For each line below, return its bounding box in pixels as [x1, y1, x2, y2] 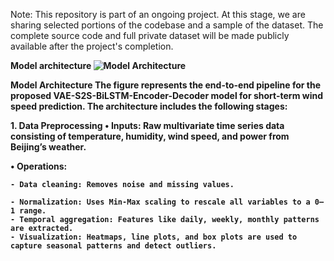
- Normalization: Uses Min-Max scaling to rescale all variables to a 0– [10, 197, 325, 207]
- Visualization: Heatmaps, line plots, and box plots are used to [10, 232, 298, 242]
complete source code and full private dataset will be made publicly [10, 30, 290, 41]
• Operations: [10, 160, 68, 172]
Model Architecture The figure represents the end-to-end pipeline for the [10, 79, 322, 91]
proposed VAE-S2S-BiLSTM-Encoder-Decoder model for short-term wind [10, 90, 323, 101]
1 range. [10, 206, 47, 216]
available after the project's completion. [10, 40, 174, 52]
